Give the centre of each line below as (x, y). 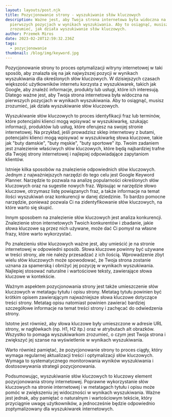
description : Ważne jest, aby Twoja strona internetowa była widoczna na (86, 19)
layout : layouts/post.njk (33, 10)
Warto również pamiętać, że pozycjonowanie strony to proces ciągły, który (84, 350)
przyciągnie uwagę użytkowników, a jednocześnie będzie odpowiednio (80, 403)
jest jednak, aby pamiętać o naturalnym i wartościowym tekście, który (79, 398)
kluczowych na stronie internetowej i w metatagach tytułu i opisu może (80, 387)
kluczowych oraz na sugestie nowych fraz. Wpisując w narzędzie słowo (81, 186)
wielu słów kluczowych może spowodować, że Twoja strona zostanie (78, 260)
